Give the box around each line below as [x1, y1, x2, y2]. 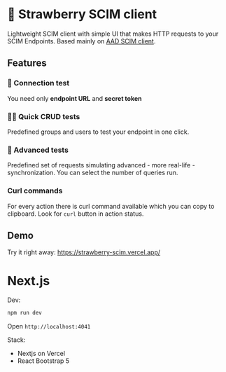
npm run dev [7, 310, 42, 317]
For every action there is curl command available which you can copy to [7, 202, 215, 210]
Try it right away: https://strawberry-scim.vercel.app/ [7, 248, 161, 256]
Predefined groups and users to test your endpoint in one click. [7, 128, 190, 136]
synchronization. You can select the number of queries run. [7, 168, 178, 177]
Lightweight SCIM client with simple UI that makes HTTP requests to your [7, 29, 219, 38]
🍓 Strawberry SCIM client [7, 6, 157, 22]
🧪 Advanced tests [7, 145, 69, 155]
